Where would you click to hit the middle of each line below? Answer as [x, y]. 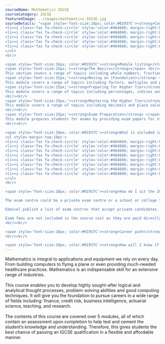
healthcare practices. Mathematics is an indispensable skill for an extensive [82, 270]
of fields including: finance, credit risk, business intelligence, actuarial [76, 301]
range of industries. [25, 275]
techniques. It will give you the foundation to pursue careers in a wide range [82, 296]
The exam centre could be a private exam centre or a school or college [81, 201]
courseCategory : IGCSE [28, 14]
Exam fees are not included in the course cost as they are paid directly [83, 218]
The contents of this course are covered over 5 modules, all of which [75, 316]
